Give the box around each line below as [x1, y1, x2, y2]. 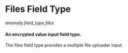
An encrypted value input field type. [5, 31, 81, 37]
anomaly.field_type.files [5, 20, 54, 26]
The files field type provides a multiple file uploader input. [5, 42, 123, 48]
